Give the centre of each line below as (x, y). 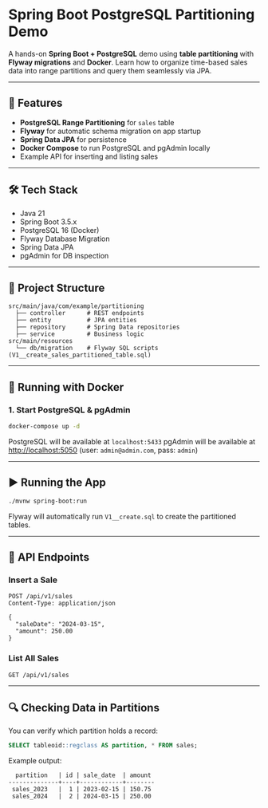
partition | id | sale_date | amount (83, 775)
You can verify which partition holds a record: (83, 731)
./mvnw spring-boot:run (48, 501)
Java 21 (32, 213)
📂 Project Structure (57, 288)
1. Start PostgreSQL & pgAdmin (69, 410)
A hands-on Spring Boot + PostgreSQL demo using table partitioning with (131, 53)
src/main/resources (41, 341)
